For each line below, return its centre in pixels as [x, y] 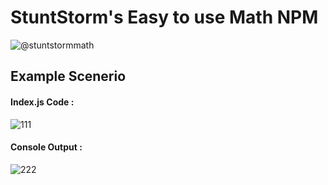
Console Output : [46, 147]
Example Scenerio [68, 76]
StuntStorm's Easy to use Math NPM [164, 17]
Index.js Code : [42, 102]
